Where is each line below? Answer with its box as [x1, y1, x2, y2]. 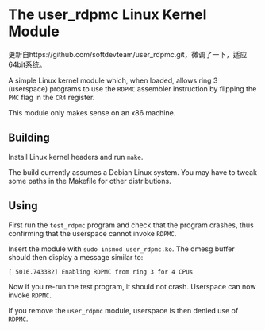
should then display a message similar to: [8, 252, 144, 262]
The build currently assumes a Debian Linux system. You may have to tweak [8, 167, 258, 177]
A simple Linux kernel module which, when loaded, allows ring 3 [8, 76, 218, 85]
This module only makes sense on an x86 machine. [8, 107, 176, 117]
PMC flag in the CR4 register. [8, 92, 95, 102]
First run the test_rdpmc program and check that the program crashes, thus [8, 220, 254, 230]
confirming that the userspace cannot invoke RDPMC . [8, 228, 177, 238]
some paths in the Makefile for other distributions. [8, 176, 172, 185]
